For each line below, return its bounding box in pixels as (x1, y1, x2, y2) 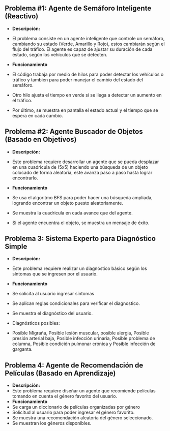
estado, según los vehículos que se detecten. (12, 51, 108, 57)
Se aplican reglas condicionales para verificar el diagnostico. (12, 300, 140, 306)
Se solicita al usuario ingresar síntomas (12, 291, 95, 297)
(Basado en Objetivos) (5, 135, 77, 144)
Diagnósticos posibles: (12, 320, 60, 326)
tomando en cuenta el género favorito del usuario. (12, 393, 118, 399)
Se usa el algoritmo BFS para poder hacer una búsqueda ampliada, (12, 194, 153, 200)
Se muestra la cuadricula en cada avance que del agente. (12, 209, 133, 216)
